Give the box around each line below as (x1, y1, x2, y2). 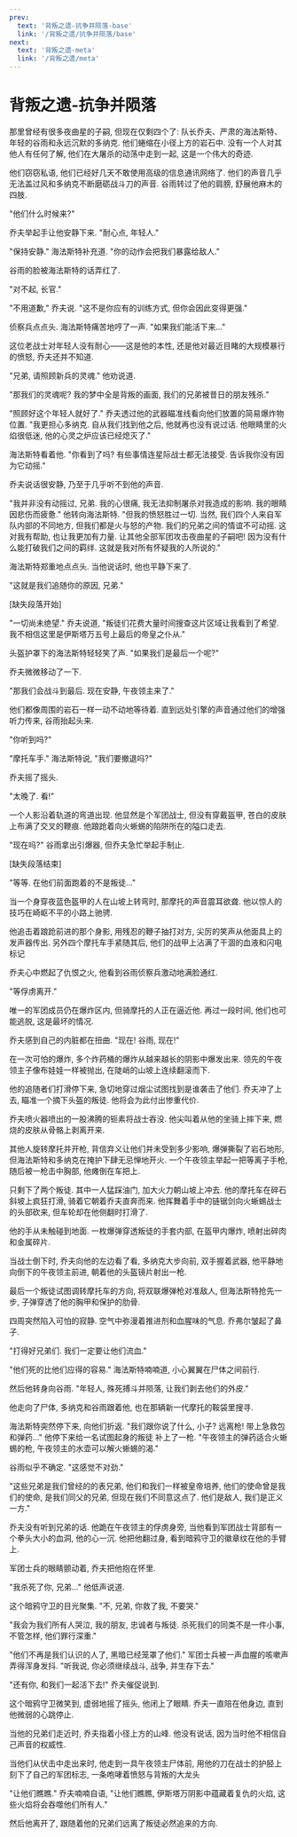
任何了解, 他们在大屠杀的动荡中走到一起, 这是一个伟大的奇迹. (32, 148, 254, 159)
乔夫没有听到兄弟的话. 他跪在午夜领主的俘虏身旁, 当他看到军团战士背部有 (9, 1521, 275, 1532)
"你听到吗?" (9, 734, 52, 745)
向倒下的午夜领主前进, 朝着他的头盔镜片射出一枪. (9, 1266, 188, 1277)
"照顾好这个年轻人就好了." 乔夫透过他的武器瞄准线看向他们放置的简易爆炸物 (9, 407, 285, 418)
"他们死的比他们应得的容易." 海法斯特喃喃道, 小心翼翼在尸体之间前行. (9, 1364, 260, 1375)
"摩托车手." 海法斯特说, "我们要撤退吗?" (9, 753, 153, 763)
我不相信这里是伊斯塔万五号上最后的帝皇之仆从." (9, 628, 186, 639)
